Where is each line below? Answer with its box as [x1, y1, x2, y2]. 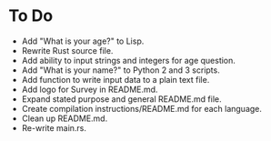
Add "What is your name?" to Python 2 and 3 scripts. [21, 65, 220, 76]
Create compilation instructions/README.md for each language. [21, 103, 263, 114]
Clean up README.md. [21, 113, 108, 124]
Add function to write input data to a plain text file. [21, 74, 210, 85]
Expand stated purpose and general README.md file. [21, 93, 222, 105]
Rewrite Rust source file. [21, 45, 114, 55]
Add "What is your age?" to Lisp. [21, 35, 145, 46]
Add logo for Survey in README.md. [21, 84, 158, 95]
